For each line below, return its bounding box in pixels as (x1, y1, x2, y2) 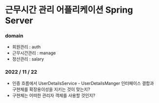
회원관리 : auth (12, 44, 41, 50)
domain (5, 33, 23, 39)
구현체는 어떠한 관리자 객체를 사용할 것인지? (12, 92, 96, 98)
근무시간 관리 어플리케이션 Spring (5, 4, 133, 16)
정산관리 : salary (12, 56, 44, 62)
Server (5, 15, 33, 26)
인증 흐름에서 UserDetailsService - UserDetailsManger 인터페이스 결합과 (12, 80, 154, 86)
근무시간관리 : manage (12, 50, 56, 56)
